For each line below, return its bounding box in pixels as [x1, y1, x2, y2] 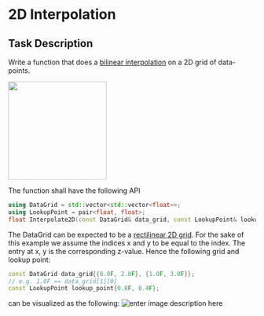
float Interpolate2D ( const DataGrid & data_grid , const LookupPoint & [8, 216, 237, 223]
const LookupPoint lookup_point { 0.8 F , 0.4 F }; [8, 285, 159, 292]
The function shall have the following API [8, 186, 141, 195]
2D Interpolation [8, 5, 116, 24]
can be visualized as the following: [8, 299, 120, 308]
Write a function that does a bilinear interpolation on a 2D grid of [8, 57, 217, 67]
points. [8, 66, 31, 75]
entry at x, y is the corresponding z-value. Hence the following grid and [8, 246, 240, 256]
